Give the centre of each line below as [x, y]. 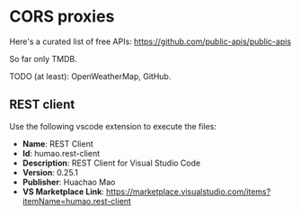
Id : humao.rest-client [61, 153]
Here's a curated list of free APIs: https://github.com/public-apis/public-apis [150, 41]
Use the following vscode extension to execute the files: [113, 126]
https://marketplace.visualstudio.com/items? [189, 192]
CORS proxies [62, 17]
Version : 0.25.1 [50, 172]
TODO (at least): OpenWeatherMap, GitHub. [90, 76]
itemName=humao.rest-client [77, 201]
